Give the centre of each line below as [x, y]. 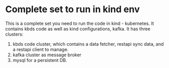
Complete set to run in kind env [73, 9]
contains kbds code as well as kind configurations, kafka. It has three [78, 28]
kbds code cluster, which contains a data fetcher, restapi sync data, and [88, 44]
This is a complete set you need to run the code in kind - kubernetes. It [80, 23]
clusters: [15, 34]
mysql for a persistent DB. [40, 60]
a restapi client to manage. [40, 49]
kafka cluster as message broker [47, 55]
